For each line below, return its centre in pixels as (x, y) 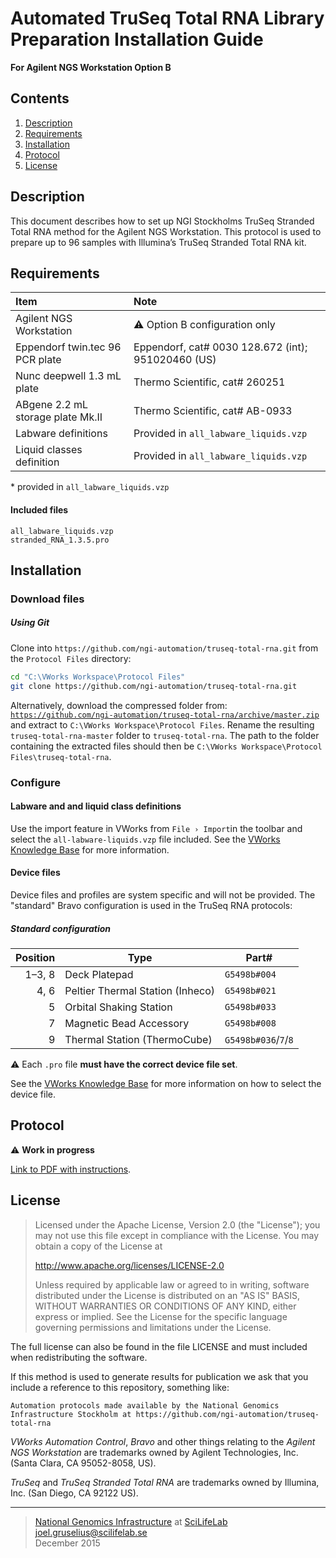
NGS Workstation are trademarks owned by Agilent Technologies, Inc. (154, 1452)
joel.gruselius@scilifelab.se (91, 1532)
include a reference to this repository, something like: (120, 1387)
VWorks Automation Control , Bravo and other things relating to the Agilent (163, 1441)
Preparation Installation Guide (137, 39)
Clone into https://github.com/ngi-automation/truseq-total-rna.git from (164, 648)
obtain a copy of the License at (98, 1246)
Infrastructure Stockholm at (71, 1414)
